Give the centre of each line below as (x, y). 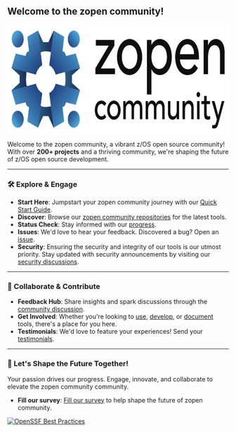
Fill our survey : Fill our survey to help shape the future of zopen (110, 400)
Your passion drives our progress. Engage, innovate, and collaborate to (110, 379)
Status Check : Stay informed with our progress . (87, 224)
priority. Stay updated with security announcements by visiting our (114, 255)
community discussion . (51, 309)
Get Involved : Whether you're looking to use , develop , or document (115, 317)
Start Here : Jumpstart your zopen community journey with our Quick (117, 202)
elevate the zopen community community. (68, 386)
